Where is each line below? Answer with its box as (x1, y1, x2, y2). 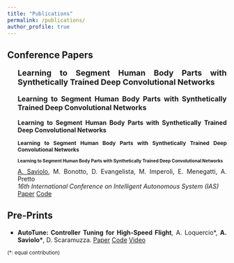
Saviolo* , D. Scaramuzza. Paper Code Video (17, 235, 146, 244)
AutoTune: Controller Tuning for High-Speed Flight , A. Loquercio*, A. (17, 228, 227, 236)
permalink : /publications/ (7, 17, 86, 24)
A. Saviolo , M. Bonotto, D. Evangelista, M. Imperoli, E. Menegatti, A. (17, 167, 227, 175)
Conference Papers (7, 49, 93, 61)
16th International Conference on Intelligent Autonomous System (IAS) (17, 182, 219, 190)
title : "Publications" (7, 10, 73, 17)
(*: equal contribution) (7, 249, 61, 256)
